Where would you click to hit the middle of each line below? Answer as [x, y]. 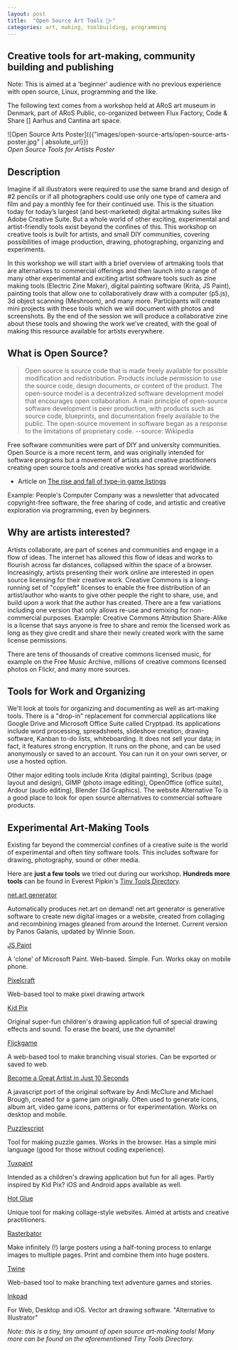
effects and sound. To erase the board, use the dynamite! [91, 1029]
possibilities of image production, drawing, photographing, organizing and [115, 242]
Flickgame [22, 1043]
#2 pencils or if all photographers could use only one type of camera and [114, 197]
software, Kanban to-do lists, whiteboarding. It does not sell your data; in [114, 739]
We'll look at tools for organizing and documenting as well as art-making [113, 709]
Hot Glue [20, 1199]
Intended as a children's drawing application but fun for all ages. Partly [111, 1177]
